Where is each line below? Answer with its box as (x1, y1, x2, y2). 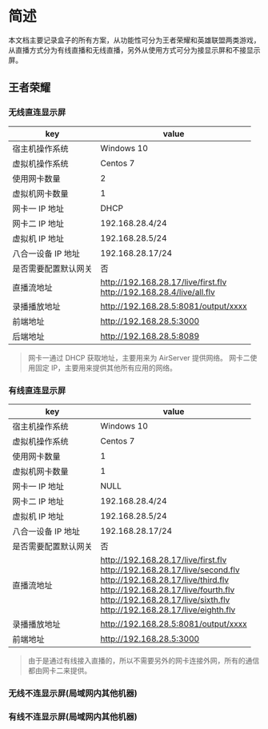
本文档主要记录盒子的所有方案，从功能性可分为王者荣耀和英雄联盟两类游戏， (8, 35, 261, 45)
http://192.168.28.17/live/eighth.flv (100, 604, 236, 615)
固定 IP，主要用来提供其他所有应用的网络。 (34, 363, 178, 372)
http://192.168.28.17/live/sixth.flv (100, 594, 230, 605)
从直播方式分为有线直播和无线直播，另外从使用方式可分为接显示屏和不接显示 (8, 45, 261, 54)
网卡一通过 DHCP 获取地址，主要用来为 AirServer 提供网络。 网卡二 (27, 353, 250, 362)
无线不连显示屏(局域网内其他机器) (8, 687, 138, 699)
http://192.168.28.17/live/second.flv (100, 564, 240, 576)
